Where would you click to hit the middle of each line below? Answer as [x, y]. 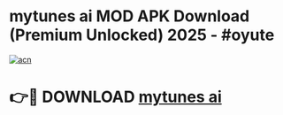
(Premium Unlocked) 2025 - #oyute [142, 35]
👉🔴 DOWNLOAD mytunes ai [116, 97]
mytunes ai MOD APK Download [130, 16]
